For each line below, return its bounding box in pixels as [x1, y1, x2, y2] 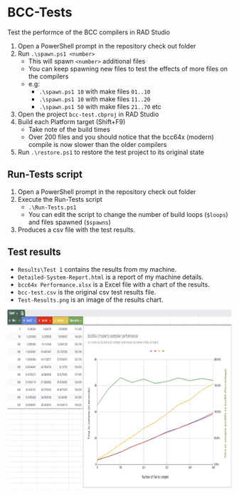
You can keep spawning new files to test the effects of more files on [28, 64, 228, 73]
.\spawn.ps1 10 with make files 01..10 [38, 87, 151, 96]
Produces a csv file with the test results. [17, 225, 136, 234]
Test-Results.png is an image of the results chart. [17, 295, 164, 304]
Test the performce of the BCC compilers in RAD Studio [7, 28, 171, 36]
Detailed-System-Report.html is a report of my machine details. [17, 272, 204, 281]
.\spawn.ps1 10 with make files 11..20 [38, 94, 151, 103]
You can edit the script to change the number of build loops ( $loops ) [28, 210, 229, 218]
